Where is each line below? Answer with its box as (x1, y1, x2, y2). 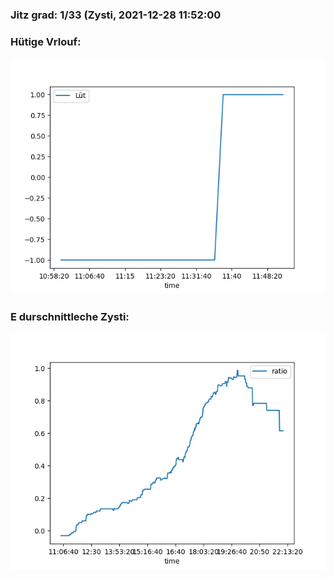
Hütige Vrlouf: (10, 34, 82, 48)
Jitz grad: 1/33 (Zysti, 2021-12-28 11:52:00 (10, 8, 222, 22)
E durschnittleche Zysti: (10, 310, 130, 324)
